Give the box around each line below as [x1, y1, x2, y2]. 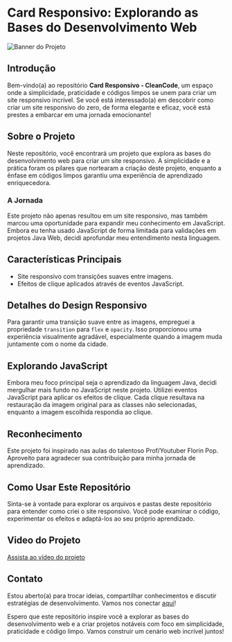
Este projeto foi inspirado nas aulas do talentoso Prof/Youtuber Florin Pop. [7, 446, 219, 455]
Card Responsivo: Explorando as [7, 5, 199, 21]
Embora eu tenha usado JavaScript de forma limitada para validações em [7, 226, 217, 234]
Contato [7, 573, 43, 585]
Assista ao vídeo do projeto [7, 553, 85, 561]
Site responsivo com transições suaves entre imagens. [17, 272, 174, 280]
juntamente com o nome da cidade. [7, 340, 109, 348]
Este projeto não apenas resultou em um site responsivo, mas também [7, 211, 208, 220]
